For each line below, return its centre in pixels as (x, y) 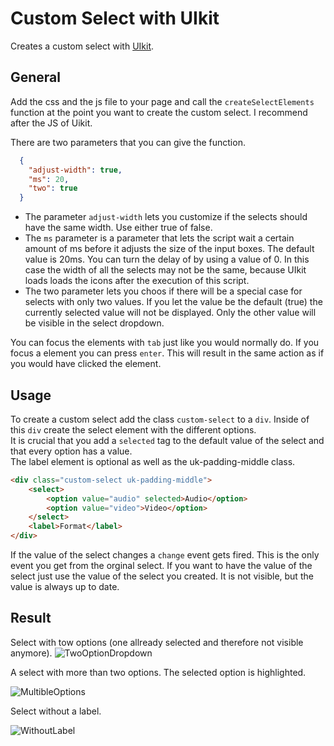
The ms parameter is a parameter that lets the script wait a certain (159, 238)
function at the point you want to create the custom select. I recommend (159, 112)
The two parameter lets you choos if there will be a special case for (163, 291)
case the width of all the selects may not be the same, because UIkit (165, 270)
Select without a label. (56, 711)
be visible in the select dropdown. (94, 323)
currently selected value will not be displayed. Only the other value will (170, 313)
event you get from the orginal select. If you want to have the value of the (161, 566)
